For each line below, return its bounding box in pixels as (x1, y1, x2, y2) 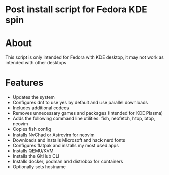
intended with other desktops (5, 60, 67, 66)
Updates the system (12, 94, 55, 100)
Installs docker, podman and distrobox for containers (12, 158, 123, 165)
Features (5, 77, 44, 89)
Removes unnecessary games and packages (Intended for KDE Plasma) (12, 110, 163, 116)
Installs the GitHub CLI (12, 153, 60, 159)
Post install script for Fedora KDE (5, 4, 147, 15)
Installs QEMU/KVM (12, 148, 54, 154)
